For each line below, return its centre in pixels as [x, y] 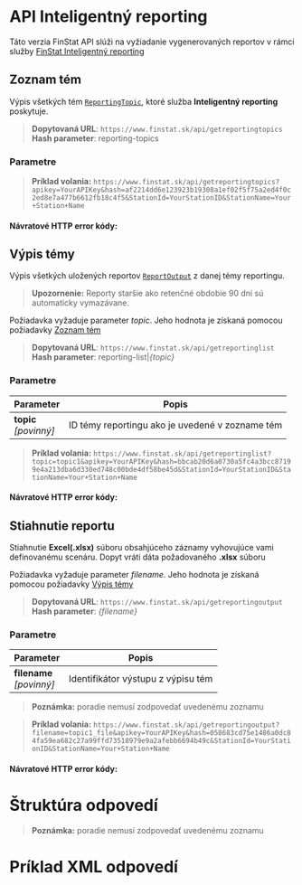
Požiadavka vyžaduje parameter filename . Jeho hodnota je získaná [134, 575]
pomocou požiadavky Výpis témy [71, 584]
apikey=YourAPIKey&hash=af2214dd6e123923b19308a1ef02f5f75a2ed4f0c [161, 190]
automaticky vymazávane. [80, 303]
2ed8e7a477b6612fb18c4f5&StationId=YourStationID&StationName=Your [161, 198]
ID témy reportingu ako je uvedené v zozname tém [175, 425]
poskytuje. [29, 111]
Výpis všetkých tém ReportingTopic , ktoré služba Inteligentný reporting [144, 101]
